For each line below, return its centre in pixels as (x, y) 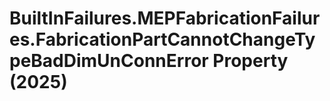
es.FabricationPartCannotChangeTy (162, 39)
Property (250, 61)
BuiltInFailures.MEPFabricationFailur (165, 18)
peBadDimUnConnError (109, 61)
